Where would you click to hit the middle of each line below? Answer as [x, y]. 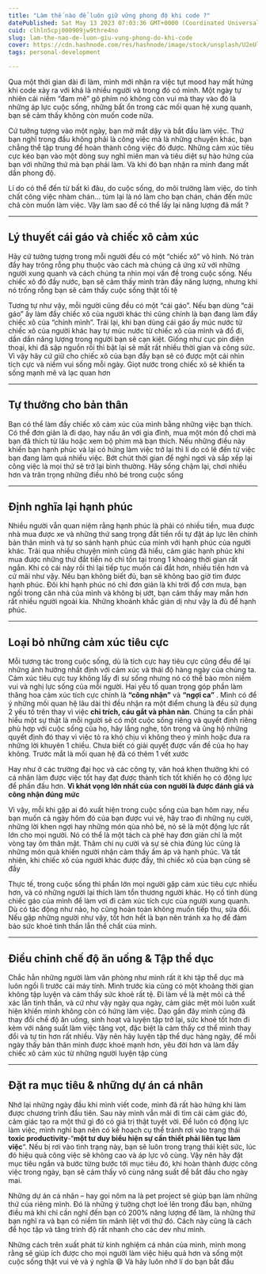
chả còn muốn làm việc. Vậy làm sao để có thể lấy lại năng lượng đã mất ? [129, 205]
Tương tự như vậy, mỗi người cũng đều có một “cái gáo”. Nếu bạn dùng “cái [131, 305]
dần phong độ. [32, 173]
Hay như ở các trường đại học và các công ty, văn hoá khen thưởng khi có [129, 770]
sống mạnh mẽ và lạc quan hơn [59, 372]
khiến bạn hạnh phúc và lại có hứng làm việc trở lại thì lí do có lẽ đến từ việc [132, 449]
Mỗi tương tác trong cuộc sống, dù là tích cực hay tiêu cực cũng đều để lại [129, 661]
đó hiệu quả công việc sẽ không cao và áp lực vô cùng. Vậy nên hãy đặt [125, 1155]
